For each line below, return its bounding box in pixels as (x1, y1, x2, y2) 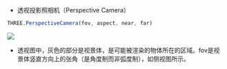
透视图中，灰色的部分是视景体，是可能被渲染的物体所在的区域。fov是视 (17, 46, 220, 54)
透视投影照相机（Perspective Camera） (17, 6, 130, 14)
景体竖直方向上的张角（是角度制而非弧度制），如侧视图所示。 (17, 55, 190, 63)
